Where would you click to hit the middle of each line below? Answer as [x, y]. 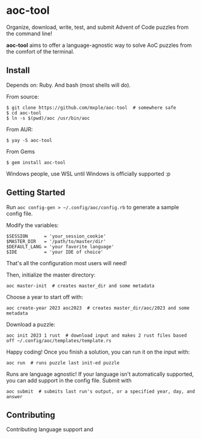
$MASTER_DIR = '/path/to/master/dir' [56, 241]
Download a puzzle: [31, 324]
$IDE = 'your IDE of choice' [55, 252]
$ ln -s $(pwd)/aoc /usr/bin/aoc [48, 118]
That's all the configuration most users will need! [67, 263]
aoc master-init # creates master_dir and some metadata [80, 286]
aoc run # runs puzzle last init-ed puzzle [63, 363]
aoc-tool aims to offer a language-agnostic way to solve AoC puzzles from [99, 45]
